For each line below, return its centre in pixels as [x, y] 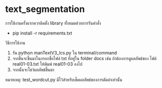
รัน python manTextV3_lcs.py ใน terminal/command [65, 52]
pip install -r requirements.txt [42, 33]
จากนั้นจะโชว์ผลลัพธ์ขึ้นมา [33, 69]
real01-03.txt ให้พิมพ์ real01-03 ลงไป [47, 64]
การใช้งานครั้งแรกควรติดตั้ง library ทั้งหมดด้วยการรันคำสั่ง [53, 23]
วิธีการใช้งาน [15, 42]
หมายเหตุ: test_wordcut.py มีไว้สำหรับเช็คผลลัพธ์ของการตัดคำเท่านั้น [64, 79]
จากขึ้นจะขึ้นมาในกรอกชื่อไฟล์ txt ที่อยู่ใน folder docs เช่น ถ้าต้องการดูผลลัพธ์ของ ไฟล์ [84, 58]
